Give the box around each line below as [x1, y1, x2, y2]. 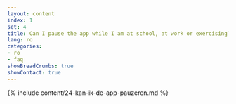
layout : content [7, 10, 55, 18]
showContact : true [7, 69, 61, 76]
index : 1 [7, 17, 33, 24]
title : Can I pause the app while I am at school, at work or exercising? [7, 30, 231, 37]
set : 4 [7, 23, 27, 30]
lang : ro [7, 37, 33, 44]
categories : [7, 43, 42, 50]
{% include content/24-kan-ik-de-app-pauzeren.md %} [7, 89, 169, 97]
